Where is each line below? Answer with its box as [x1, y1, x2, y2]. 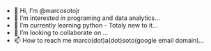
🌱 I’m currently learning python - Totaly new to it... [13, 21, 158, 29]
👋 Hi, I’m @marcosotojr [13, 7, 80, 14]
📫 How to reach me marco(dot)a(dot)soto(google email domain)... [13, 37, 204, 44]
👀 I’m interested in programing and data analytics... [13, 14, 160, 22]
